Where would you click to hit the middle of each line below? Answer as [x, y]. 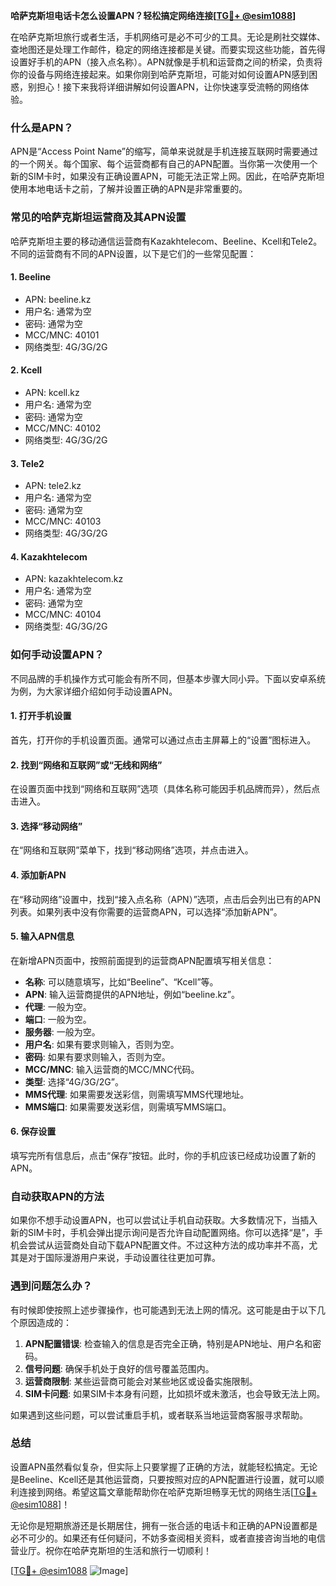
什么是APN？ [42, 127]
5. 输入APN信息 [42, 936]
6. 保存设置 [33, 1131]
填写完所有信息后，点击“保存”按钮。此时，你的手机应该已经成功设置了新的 [163, 1155]
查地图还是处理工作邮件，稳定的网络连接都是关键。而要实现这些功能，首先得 [168, 49]
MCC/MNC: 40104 [63, 615]
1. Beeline [31, 277]
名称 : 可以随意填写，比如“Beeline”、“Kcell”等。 [121, 981]
